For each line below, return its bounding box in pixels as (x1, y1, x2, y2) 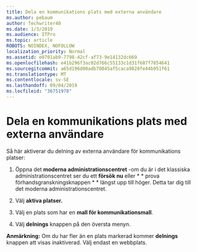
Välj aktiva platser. (15, 197, 63, 204)
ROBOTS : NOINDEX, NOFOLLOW (6, 43, 75, 49)
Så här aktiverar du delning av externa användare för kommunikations (6, 147, 181, 155)
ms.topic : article (6, 37, 53, 43)
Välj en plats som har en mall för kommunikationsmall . (15, 208, 153, 216)
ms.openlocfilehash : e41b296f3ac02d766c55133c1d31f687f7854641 (6, 60, 170, 66)
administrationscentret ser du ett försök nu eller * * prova (15, 172, 160, 180)
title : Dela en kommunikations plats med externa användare (6, 9, 162, 15)
